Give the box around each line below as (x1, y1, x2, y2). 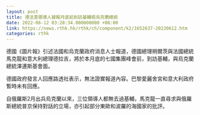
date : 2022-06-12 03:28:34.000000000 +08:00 (6, 20, 118, 25)
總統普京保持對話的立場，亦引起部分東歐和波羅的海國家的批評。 (11, 103, 168, 110)
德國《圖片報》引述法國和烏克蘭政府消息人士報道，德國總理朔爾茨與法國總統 (6, 48, 194, 55)
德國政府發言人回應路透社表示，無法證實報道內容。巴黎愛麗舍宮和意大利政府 (6, 75, 194, 82)
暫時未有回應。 (6, 82, 43, 90)
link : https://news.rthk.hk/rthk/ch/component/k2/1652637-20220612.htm (6, 25, 187, 31)
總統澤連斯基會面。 (6, 63, 54, 70)
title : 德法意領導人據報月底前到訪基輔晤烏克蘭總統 (6, 14, 118, 20)
